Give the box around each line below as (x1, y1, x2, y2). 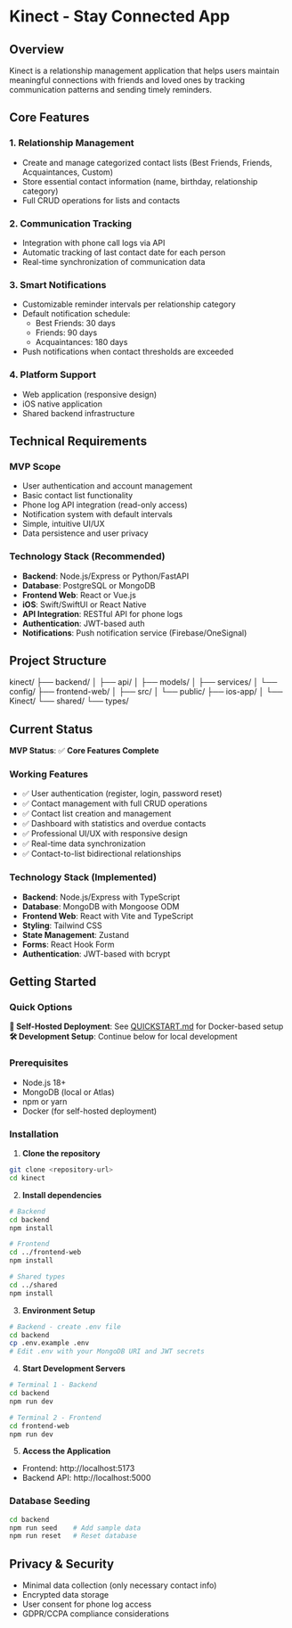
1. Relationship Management (9, 136, 135, 149)
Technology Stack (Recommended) (9, 550, 166, 563)
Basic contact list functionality (21, 490, 134, 501)
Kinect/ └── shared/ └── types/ (9, 695, 129, 706)
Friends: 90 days (35, 327, 98, 338)
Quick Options (9, 1001, 73, 1014)
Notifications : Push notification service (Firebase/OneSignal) (21, 627, 247, 638)
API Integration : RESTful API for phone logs (21, 608, 183, 619)
